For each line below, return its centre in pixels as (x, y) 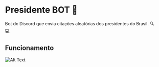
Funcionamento (30, 48)
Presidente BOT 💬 (41, 10)
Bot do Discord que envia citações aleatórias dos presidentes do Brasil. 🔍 (79, 23)
